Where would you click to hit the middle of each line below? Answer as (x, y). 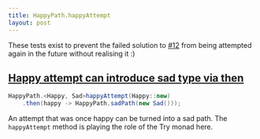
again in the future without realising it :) (72, 53)
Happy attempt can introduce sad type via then (126, 78)
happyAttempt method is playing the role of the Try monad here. (111, 127)
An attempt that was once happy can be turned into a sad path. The (118, 119)
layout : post (30, 23)
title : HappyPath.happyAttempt (59, 15)
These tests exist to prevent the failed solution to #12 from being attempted (130, 45)
